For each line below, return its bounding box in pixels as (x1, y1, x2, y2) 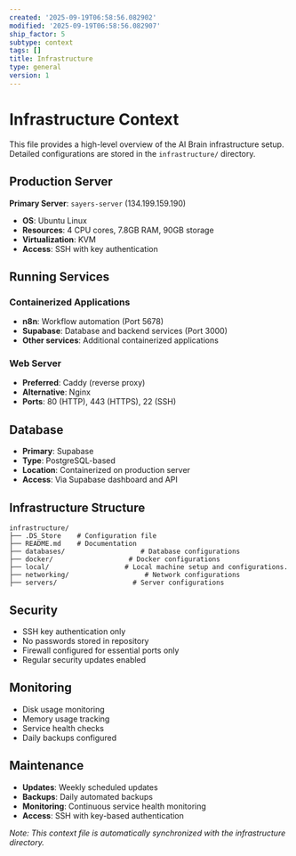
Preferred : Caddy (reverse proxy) (21, 378, 146, 388)
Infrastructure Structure (9, 500, 146, 515)
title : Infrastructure (9, 54, 93, 63)
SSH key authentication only (21, 625, 126, 637)
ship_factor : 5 (9, 29, 66, 38)
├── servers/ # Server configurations (9, 578, 225, 588)
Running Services (9, 269, 110, 284)
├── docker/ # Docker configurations (9, 555, 220, 564)
